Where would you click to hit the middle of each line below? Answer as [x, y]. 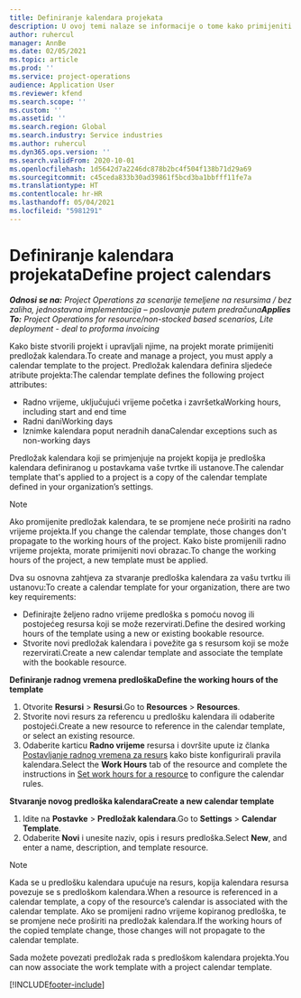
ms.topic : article [44, 60]
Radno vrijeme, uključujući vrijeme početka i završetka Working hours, [151, 402]
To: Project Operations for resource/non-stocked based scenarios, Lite [141, 319]
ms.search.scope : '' [48, 102]
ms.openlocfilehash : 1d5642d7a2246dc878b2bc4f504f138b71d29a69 [131, 169]
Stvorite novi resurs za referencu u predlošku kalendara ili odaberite [148, 716]
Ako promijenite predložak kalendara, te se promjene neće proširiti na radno [150, 521]
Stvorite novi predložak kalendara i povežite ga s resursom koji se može [155, 643]
